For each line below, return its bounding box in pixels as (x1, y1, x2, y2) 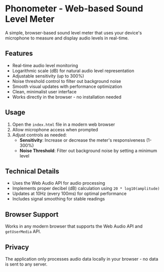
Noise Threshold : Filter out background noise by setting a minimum (19, 148, 158, 154)
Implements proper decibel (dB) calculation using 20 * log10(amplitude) (12, 186, 160, 192)
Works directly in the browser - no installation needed (12, 94, 122, 100)
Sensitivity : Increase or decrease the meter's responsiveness (19, 137, 145, 143)
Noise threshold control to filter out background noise (12, 78, 122, 84)
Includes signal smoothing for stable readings (12, 196, 105, 202)
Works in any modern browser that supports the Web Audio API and (5, 223, 143, 230)
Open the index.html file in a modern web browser (12, 121, 115, 127)
